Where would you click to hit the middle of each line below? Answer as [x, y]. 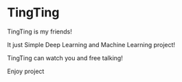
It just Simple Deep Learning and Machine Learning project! [91, 44]
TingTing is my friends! [39, 31]
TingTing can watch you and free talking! [65, 58]
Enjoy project [26, 71]
